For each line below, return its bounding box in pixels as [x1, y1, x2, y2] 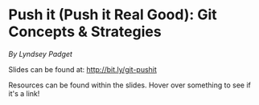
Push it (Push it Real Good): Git [8, 6, 217, 24]
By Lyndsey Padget [8, 49, 72, 59]
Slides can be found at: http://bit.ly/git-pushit [8, 64, 157, 74]
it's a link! [8, 88, 40, 98]
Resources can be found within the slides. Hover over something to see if [8, 80, 252, 90]
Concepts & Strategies [8, 22, 162, 41]
